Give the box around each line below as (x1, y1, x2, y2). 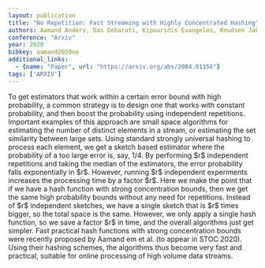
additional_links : (8, 56, 69, 64)
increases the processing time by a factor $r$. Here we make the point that (8, 175, 252, 185)
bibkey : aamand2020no (8, 48, 80, 56)
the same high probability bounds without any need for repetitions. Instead (8, 192, 251, 202)
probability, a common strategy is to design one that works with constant (8, 100, 245, 110)
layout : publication (8, 11, 77, 20)
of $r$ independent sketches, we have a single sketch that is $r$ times (8, 200, 239, 210)
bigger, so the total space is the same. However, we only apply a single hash (8, 209, 256, 218)
